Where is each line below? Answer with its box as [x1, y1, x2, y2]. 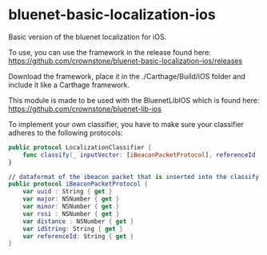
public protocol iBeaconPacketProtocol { [8, 180, 149, 189]
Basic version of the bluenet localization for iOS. [8, 32, 167, 42]
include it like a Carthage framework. [8, 80, 130, 90]
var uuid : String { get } [22, 188, 113, 196]
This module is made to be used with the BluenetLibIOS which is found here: [8, 95, 260, 105]
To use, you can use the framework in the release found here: [8, 47, 212, 57]
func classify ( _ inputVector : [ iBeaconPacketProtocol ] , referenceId [22, 150, 256, 159]
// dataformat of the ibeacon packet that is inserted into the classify [8, 173, 260, 181]
